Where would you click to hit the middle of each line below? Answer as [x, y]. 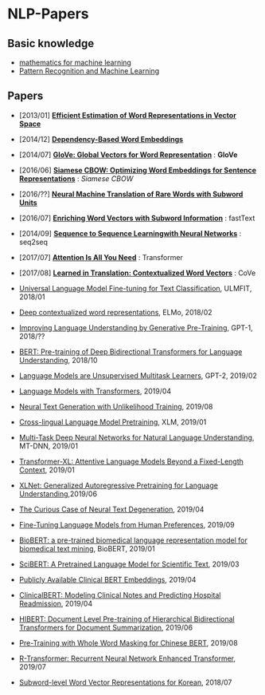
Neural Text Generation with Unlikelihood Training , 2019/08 [116, 406]
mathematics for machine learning [75, 62]
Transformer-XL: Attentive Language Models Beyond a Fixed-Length [131, 461]
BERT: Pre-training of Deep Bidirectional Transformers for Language [131, 351]
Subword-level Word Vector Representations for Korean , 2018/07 [125, 682]
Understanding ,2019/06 [58, 494]
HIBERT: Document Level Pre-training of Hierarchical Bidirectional [127, 618]
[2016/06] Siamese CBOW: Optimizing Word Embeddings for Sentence [137, 170]
